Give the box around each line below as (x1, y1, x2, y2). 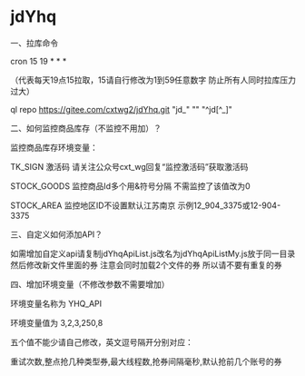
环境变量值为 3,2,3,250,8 (10, 317, 103, 328)
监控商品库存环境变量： (10, 142, 98, 153)
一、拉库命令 (10, 37, 58, 48)
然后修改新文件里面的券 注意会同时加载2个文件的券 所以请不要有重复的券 (10, 259, 282, 270)
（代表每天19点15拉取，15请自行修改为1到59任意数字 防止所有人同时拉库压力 (10, 74, 296, 85)
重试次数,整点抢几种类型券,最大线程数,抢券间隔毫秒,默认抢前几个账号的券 (10, 356, 282, 367)
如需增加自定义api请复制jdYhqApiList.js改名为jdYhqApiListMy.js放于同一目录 (10, 248, 296, 259)
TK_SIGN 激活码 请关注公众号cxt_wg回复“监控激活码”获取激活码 (10, 161, 249, 172)
